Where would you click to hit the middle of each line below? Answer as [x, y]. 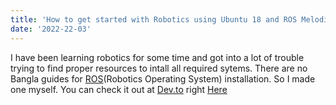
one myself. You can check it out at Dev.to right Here [119, 89]
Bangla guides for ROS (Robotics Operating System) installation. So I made [163, 78]
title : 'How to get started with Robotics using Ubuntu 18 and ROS [154, 19]
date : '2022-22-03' [51, 29]
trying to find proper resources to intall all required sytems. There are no [159, 68]
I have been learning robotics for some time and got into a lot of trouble [157, 57]
